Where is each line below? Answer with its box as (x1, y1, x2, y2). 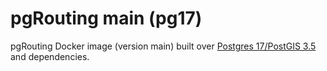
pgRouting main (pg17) (10, 7, 203, 30)
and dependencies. (10, 50, 90, 62)
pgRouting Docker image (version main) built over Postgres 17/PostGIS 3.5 (10, 40, 317, 52)
